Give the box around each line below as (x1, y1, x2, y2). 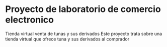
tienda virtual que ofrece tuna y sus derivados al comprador (5, 36, 130, 42)
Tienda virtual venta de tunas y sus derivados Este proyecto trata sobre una (5, 30, 162, 36)
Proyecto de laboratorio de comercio (5, 3, 161, 15)
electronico (5, 14, 54, 25)
